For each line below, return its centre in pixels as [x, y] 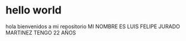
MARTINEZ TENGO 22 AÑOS [41, 32]
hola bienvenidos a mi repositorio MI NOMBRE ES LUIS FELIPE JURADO [93, 26]
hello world [33, 10]
